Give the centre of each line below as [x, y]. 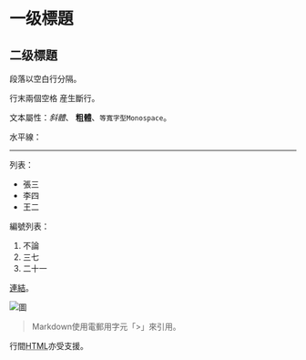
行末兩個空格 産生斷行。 [55, 98]
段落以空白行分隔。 [46, 79]
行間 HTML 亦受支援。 [49, 346]
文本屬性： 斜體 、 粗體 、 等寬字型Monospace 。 [90, 118]
